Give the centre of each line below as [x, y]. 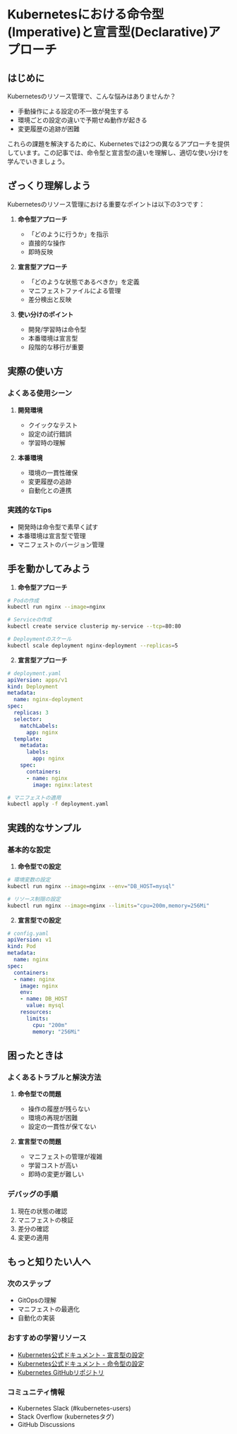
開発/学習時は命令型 [57, 329]
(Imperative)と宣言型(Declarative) [108, 32]
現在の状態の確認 [42, 1211]
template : [28, 739]
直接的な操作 [47, 243]
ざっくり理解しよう [49, 186]
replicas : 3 [31, 713]
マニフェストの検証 [45, 1220]
